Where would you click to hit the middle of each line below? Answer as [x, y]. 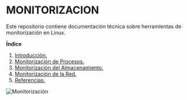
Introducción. [31, 55]
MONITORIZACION [53, 10]
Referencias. [30, 80]
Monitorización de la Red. [46, 74]
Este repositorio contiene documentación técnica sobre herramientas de [94, 26]
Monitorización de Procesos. [49, 61]
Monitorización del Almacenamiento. [59, 67]
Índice [14, 44]
